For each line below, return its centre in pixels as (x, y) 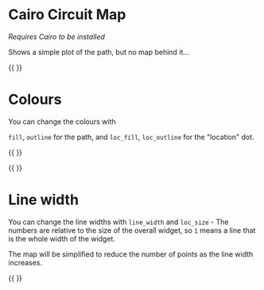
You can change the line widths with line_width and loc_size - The (118, 222)
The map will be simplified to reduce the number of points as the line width (131, 254)
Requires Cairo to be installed (57, 37)
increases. (25, 262)
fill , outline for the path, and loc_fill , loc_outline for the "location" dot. (131, 137)
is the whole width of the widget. (62, 238)
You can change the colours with (62, 122)
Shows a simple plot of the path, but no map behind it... (99, 52)
